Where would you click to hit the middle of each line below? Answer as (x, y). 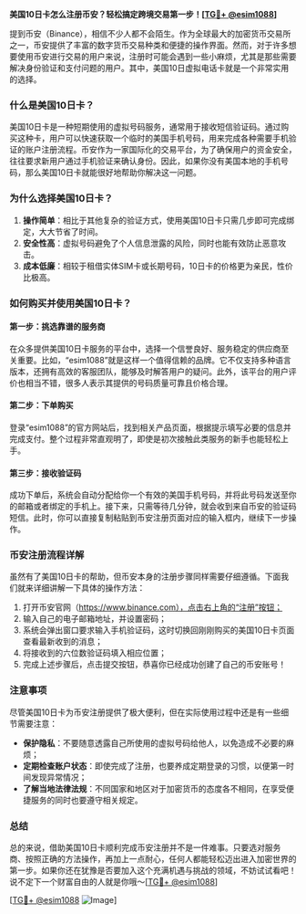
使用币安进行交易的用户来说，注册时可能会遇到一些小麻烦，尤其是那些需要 (157, 57)
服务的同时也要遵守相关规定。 (87, 800)
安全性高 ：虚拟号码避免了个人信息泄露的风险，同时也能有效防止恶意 (150, 243)
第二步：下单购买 (41, 405)
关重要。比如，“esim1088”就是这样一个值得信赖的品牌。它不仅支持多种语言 (150, 360)
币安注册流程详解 (47, 555)
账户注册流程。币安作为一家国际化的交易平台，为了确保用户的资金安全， (161, 150)
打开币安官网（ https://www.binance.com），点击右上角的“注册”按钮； (153, 607)
